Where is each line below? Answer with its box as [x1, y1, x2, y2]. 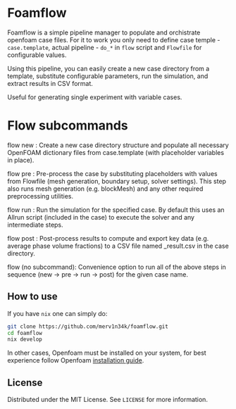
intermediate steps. [7, 220, 63, 229]
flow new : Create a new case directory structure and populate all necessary [7, 141, 229, 149]
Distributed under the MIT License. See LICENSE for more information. [7, 396, 208, 404]
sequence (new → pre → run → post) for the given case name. [7, 270, 189, 279]
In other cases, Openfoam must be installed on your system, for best [7, 348, 206, 357]
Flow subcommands [7, 118, 128, 134]
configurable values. [7, 51, 67, 59]
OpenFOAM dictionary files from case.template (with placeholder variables [7, 148, 224, 156]
